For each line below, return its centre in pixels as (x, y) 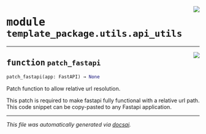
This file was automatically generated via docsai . (69, 124)
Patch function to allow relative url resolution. (63, 88)
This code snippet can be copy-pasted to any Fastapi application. (89, 106)
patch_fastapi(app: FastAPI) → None (53, 76)
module (26, 22)
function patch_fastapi (54, 63)
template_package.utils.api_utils (94, 34)
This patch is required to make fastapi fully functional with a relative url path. (103, 100)
